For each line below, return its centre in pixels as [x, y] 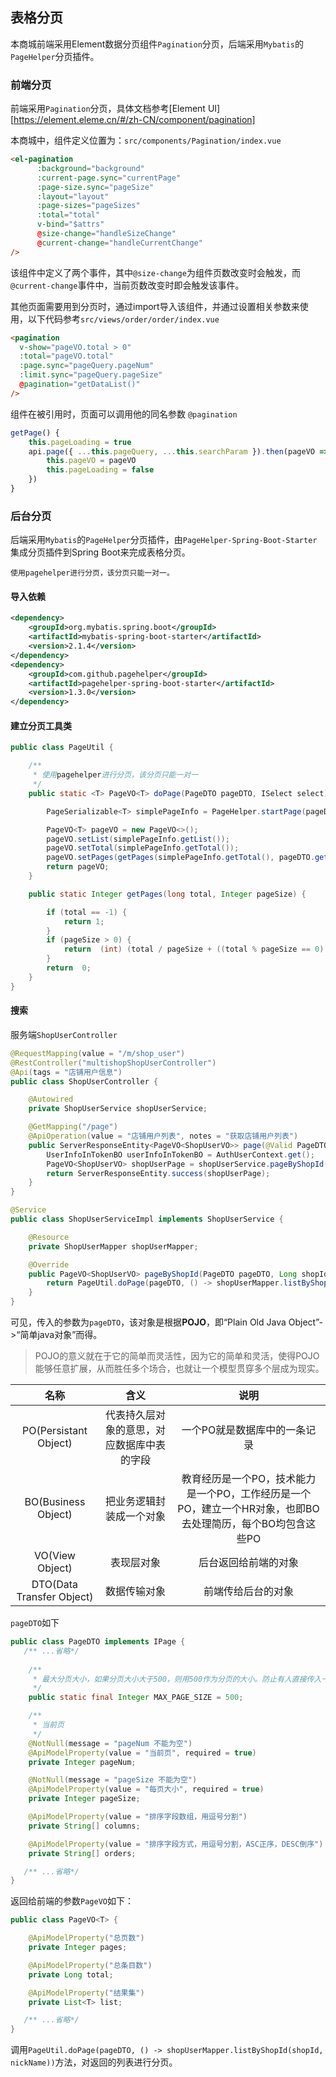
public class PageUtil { [62, 748]
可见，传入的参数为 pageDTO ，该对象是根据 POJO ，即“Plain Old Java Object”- [166, 1322]
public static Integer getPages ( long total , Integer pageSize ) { [167, 894]
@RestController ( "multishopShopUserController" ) [113, 1063]
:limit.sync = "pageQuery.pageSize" [91, 375]
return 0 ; [69, 968]
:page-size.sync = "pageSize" [95, 187]
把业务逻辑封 [135, 1501]
